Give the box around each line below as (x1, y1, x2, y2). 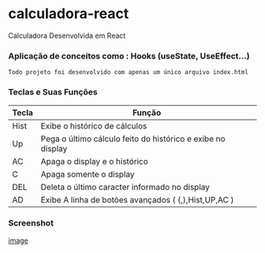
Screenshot (8, 218, 54, 229)
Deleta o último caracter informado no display (40, 181, 211, 192)
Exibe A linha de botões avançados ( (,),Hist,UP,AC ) (40, 194, 234, 205)
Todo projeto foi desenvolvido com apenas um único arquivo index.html (8, 69, 248, 76)
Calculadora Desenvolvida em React (8, 31, 126, 40)
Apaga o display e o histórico (40, 155, 148, 166)
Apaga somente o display (40, 169, 136, 180)
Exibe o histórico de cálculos (40, 120, 147, 131)
